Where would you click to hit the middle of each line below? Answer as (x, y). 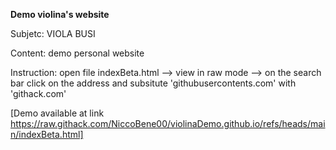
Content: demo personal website (77, 53)
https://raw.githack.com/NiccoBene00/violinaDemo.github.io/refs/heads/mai (168, 123)
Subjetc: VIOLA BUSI (53, 33)
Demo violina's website (60, 14)
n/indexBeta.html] (47, 134)
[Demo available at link (57, 113)
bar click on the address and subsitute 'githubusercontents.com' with (153, 83)
